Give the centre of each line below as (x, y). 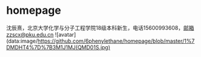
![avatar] (66, 34)
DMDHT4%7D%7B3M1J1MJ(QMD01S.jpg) (58, 47)
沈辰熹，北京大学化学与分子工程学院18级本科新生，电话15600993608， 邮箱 (100, 28)
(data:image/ (22, 41)
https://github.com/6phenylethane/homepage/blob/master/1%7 (116, 41)
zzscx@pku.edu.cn (30, 34)
